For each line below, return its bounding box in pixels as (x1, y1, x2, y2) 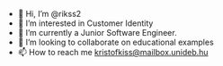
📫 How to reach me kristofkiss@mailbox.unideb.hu (17, 47, 209, 57)
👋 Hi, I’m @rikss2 (17, 9, 82, 19)
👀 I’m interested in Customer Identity (17, 18, 154, 29)
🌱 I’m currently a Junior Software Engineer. (17, 28, 177, 37)
